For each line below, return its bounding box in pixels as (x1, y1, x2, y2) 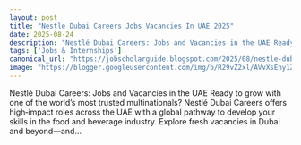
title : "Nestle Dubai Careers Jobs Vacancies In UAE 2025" (9, 21, 235, 30)
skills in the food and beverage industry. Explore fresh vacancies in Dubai (9, 115, 280, 126)
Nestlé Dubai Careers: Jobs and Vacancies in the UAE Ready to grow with (9, 87, 282, 98)
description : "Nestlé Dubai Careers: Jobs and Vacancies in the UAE (9, 38, 271, 47)
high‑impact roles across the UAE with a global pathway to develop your (9, 107, 276, 117)
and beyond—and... (9, 125, 82, 136)
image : (9, 64, 34, 72)
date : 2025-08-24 (9, 30, 74, 38)
